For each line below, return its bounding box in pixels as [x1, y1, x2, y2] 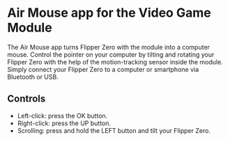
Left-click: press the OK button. [17, 111, 108, 120]
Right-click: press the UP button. [17, 119, 112, 127]
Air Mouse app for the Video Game [7, 5, 211, 21]
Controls [7, 93, 46, 105]
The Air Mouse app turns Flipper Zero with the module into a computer [7, 43, 210, 51]
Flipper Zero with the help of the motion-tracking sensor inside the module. [7, 57, 223, 66]
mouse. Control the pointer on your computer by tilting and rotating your [7, 50, 215, 59]
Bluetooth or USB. [7, 72, 59, 81]
